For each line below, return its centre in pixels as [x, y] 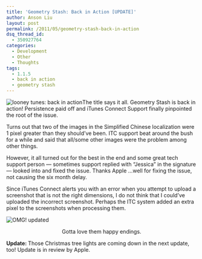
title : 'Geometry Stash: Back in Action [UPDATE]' [71, 12]
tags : [13, 68]
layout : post [23, 23]
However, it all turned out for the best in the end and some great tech [92, 158]
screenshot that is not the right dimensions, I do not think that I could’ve [96, 195]
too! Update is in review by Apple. [48, 250]
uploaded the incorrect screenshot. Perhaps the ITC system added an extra [100, 202]
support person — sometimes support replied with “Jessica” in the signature [101, 164]
